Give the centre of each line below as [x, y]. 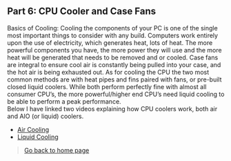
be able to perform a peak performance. [64, 101]
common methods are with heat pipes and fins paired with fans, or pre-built [114, 79]
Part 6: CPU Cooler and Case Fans [82, 11]
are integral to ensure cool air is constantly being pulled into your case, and [114, 64]
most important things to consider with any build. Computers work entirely [113, 35]
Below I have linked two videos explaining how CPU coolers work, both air [112, 108]
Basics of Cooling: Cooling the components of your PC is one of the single [113, 28]
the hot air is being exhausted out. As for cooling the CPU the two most [108, 72]
